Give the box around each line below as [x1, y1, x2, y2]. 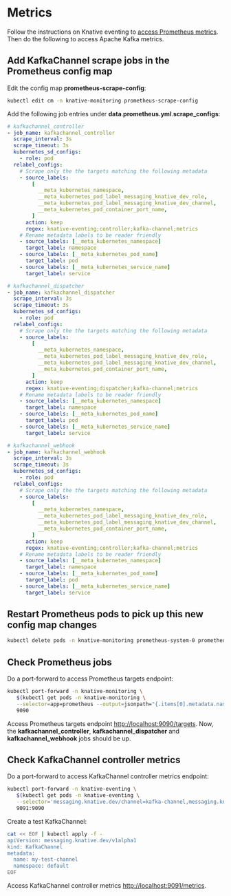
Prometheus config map [7, 65, 113, 77]
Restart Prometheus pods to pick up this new [7, 608, 204, 620]
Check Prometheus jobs [7, 656, 112, 668]
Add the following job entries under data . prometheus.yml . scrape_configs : [7, 109, 221, 118]
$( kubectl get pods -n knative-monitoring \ [16, 694, 146, 701]
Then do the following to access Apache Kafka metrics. [7, 34, 164, 43]
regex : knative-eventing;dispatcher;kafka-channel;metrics [25, 385, 198, 392]
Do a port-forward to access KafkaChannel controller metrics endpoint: [7, 772, 209, 780]
